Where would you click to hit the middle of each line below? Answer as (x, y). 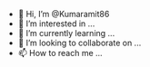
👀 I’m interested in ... (56, 24)
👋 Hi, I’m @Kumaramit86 (64, 14)
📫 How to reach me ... (60, 53)
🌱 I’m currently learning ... (66, 33)
